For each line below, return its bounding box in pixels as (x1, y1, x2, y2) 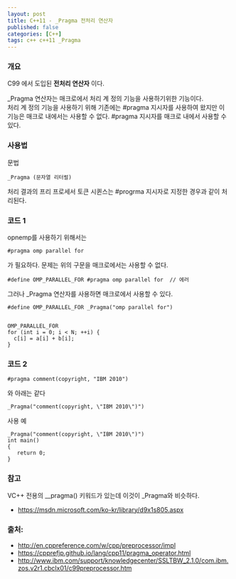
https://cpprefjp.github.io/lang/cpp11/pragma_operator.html (17, 548, 191, 557)
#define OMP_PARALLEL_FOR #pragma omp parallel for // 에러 (7, 276, 190, 283)
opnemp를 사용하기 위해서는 (7, 233, 87, 242)
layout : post (7, 10, 46, 18)
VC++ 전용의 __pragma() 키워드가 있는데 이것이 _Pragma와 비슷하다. (7, 491, 200, 499)
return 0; (16, 449, 46, 457)
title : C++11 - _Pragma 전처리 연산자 (7, 17, 114, 24)
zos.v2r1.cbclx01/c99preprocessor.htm (17, 563, 132, 572)
